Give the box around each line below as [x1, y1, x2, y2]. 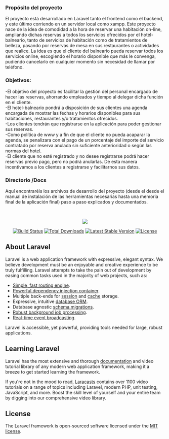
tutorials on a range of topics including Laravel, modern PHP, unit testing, [5, 384, 158, 390]
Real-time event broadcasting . [12, 314, 76, 321]
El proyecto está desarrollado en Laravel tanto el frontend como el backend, [5, 16, 163, 22]
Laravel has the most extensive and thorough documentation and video [5, 358, 154, 364]
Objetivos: [5, 77, 31, 84]
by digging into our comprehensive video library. [5, 395, 106, 401]
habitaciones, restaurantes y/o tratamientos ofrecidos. [5, 115, 118, 121]
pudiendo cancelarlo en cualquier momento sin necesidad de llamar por [5, 59, 155, 65]
